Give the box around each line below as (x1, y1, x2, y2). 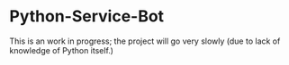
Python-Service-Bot (9, 6, 165, 27)
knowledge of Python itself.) (9, 45, 114, 55)
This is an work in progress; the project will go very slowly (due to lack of (9, 36, 281, 46)
